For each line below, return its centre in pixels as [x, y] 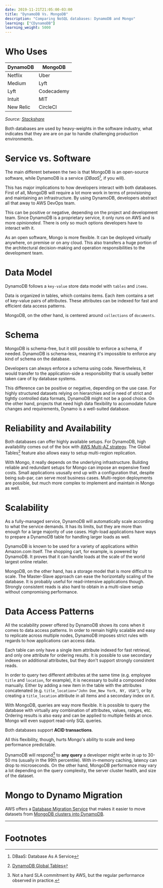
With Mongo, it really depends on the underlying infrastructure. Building [77, 462]
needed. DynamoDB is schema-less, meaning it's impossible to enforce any [81, 353]
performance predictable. [31, 745]
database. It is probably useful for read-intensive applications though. [75, 582]
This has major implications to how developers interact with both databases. [81, 187]
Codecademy [54, 92]
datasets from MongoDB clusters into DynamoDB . [55, 814]
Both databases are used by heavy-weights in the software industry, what [79, 129]
